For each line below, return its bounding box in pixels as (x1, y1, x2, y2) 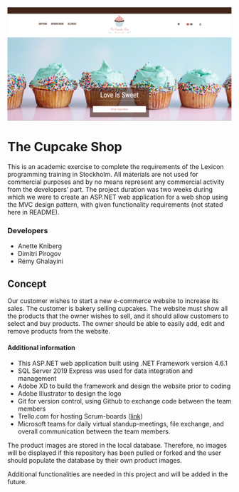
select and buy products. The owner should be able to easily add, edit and (7, 319, 225, 328)
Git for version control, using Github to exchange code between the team (17, 397, 232, 406)
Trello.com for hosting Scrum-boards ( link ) (17, 412, 144, 421)
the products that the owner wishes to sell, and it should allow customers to (7, 312, 229, 320)
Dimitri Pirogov (17, 250, 62, 258)
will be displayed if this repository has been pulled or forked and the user (7, 449, 222, 457)
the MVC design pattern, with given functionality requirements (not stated (7, 200, 223, 209)
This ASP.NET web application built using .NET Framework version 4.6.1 (17, 359, 228, 368)
